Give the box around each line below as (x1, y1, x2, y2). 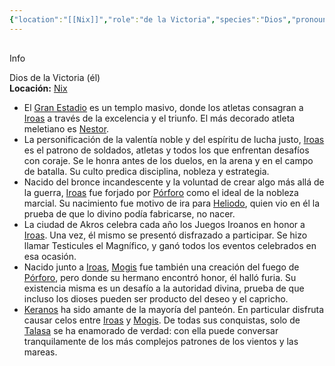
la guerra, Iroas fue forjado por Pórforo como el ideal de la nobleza (23, 186, 299, 198)
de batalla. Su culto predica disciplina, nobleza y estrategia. (23, 165, 270, 177)
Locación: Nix (9, 82, 68, 94)
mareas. (23, 346, 58, 358)
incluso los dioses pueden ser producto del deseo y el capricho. (23, 292, 289, 305)
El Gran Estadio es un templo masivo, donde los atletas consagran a (23, 101, 304, 113)
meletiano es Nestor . (23, 122, 110, 135)
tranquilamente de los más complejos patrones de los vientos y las (23, 335, 299, 347)
